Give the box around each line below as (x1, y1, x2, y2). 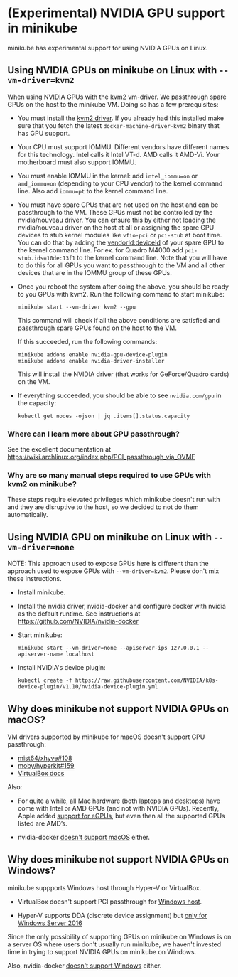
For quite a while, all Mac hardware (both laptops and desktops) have (17, 796, 220, 805)
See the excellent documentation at (7, 445, 112, 454)
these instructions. (7, 575, 62, 583)
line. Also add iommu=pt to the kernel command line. (17, 186, 168, 195)
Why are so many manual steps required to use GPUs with (7, 470, 212, 480)
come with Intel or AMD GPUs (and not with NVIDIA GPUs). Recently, (17, 804, 220, 812)
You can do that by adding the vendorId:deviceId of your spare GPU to (17, 238, 225, 247)
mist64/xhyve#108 (17, 754, 72, 762)
